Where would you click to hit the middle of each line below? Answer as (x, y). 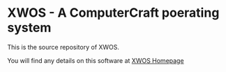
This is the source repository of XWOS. (63, 47)
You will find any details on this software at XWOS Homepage (96, 60)
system (29, 28)
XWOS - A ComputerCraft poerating (113, 13)
